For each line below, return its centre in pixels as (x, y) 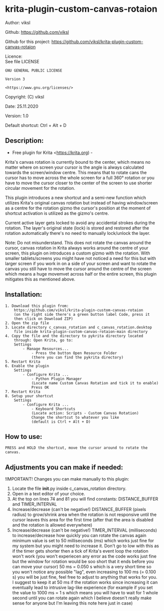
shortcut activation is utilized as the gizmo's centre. (57, 213)
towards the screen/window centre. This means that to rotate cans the (76, 172)
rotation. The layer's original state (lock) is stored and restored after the (77, 228)
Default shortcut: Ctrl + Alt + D (36, 125)
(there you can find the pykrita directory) (77, 357)
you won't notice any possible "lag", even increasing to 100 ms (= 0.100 (84, 572)
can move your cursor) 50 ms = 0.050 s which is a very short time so (82, 567)
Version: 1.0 (17, 116)
